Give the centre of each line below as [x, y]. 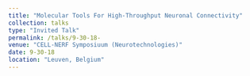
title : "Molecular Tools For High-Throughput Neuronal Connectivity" [126, 15]
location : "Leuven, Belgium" [56, 60]
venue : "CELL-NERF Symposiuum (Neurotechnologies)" [95, 45]
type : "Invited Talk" [44, 30]
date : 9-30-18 [32, 52]
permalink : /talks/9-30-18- [55, 38]
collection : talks [38, 23]
